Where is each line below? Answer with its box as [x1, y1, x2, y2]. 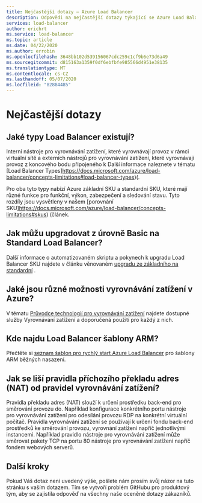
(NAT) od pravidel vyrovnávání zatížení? [6, 383, 160, 393]
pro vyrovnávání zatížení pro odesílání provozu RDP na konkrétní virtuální [6, 412, 188, 419]
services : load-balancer [6, 20, 69, 26]
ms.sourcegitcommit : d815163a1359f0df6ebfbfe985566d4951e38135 [6, 59, 168, 65]
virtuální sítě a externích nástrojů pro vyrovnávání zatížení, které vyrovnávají [6, 155, 194, 161]
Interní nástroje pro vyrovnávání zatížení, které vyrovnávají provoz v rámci [6, 148, 189, 155]
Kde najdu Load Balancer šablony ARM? [6, 333, 159, 344]
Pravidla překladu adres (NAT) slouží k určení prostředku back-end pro [6, 399, 182, 406]
